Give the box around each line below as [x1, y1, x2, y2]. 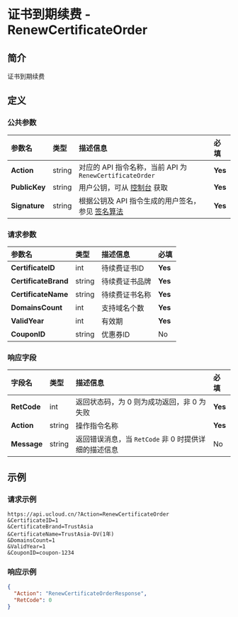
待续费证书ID [101, 263, 144, 273]
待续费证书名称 [101, 290, 152, 300]
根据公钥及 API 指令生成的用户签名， [79, 196, 200, 205]
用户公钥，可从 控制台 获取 [79, 182, 168, 192]
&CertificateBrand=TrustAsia [7, 523, 93, 530]
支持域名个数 [101, 302, 144, 312]
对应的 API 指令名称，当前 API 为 [79, 162, 188, 172]
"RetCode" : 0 [13, 596, 52, 604]
